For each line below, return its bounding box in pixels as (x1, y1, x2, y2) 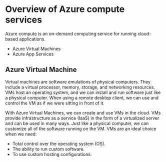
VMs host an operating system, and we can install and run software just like (5, 89, 161, 95)
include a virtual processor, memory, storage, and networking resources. (5, 84, 155, 90)
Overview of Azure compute (5, 3, 125, 15)
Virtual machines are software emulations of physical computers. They (5, 78, 151, 84)
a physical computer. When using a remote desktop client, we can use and (5, 94, 159, 100)
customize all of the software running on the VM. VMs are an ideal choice (5, 125, 156, 131)
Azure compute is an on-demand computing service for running (5, 30, 136, 36)
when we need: (5, 131, 37, 137)
